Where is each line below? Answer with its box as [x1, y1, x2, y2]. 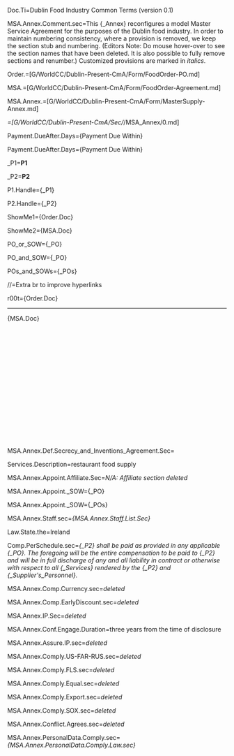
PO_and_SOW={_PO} [7, 254, 68, 261]
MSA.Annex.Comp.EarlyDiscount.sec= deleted [7, 598, 139, 606]
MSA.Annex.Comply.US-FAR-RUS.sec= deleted [7, 653, 141, 660]
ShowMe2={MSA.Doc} [7, 226, 73, 235]
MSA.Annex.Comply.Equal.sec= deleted [7, 679, 120, 688]
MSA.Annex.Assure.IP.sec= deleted [7, 639, 108, 647]
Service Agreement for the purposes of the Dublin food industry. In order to [7, 27, 224, 35]
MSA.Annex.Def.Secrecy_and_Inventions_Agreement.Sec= [7, 446, 175, 455]
